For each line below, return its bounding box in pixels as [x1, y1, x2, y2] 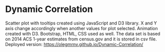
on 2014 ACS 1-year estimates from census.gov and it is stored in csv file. [5, 36, 157, 42]
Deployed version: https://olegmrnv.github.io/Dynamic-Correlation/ [5, 41, 143, 47]
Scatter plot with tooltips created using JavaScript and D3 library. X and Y [5, 20, 157, 26]
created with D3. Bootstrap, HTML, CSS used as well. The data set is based [5, 30, 160, 36]
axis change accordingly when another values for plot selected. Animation [5, 25, 158, 31]
